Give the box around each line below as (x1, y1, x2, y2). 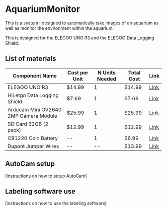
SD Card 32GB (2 (7, 120, 49, 127)
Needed (97, 75, 117, 82)
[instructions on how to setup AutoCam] (5, 173, 87, 179)
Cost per (67, 69, 88, 76)
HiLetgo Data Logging (7, 92, 59, 99)
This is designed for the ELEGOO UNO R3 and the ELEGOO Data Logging (5, 35, 155, 41)
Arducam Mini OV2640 (7, 106, 62, 113)
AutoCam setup (5, 160, 55, 168)
